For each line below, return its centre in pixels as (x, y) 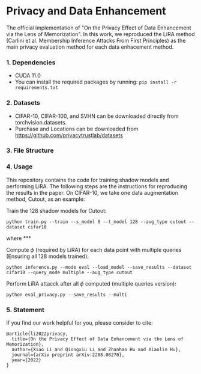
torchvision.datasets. (41, 122)
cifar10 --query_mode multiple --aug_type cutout (70, 272)
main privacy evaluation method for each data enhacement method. (90, 47)
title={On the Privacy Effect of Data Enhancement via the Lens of (98, 339)
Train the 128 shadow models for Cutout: (56, 210)
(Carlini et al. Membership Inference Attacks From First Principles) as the (96, 40)
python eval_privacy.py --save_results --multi (67, 295)
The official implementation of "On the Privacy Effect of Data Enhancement (99, 28)
